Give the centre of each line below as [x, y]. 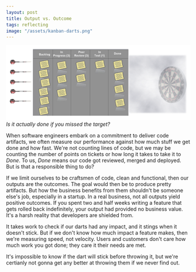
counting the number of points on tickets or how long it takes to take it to [94, 154]
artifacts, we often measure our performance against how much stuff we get [98, 142]
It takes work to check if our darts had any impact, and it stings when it [92, 226]
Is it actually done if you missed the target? [58, 124]
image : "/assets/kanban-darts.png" [49, 31]
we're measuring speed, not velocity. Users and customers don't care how [96, 239]
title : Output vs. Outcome [39, 18]
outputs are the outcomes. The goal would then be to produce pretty [89, 184]
